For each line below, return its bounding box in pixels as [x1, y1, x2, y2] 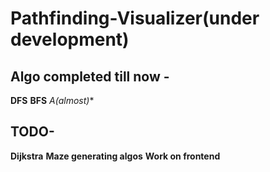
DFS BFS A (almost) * [10, 95, 95, 106]
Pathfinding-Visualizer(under [10, 7, 260, 30]
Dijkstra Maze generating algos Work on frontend [10, 150, 221, 162]
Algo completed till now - [10, 68, 170, 85]
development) [10, 28, 130, 51]
